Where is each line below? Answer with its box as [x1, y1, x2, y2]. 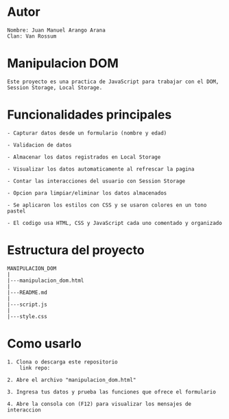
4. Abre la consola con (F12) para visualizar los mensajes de [7, 400, 192, 407]
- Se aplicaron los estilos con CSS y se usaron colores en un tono [7, 202, 207, 208]
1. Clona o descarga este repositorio [7, 358, 118, 366]
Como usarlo [7, 335, 82, 351]
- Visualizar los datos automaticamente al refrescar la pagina [7, 165, 195, 172]
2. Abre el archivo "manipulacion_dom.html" [7, 376, 136, 383]
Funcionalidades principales [7, 107, 172, 123]
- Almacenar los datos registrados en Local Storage [7, 154, 161, 160]
